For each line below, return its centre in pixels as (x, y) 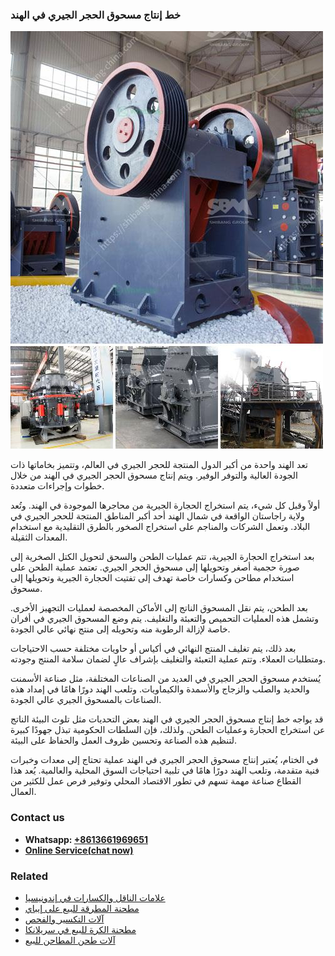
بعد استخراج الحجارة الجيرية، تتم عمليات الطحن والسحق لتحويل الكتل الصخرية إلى (162, 557)
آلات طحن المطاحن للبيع (70, 940)
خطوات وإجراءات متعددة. (57, 486)
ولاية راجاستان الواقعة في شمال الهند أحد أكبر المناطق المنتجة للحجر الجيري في (157, 516)
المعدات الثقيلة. (39, 537)
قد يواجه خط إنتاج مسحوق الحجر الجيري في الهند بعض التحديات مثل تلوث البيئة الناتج (167, 719)
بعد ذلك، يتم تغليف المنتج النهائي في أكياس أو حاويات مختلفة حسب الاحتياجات (153, 649)
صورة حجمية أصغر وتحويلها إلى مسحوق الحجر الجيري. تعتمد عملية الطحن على (155, 567)
